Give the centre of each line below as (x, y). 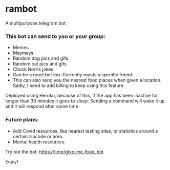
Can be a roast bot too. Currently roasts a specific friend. (73, 75)
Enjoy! (12, 161)
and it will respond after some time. (42, 107)
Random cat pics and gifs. (40, 64)
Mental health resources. (39, 142)
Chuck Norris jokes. (34, 69)
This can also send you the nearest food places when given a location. (87, 80)
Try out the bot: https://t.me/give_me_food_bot (55, 152)
